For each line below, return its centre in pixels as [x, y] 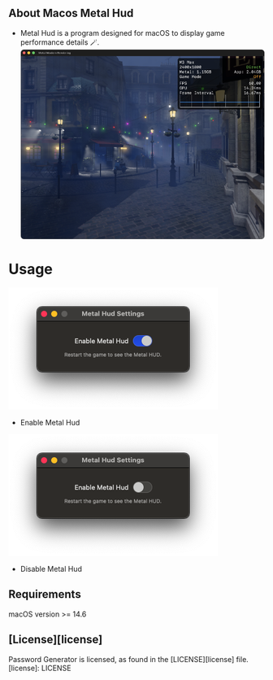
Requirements [45, 594]
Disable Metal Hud [51, 569]
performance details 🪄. [60, 42]
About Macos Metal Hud [71, 13]
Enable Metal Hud [50, 422]
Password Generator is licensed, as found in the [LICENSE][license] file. [129, 659]
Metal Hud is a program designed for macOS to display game [122, 33]
